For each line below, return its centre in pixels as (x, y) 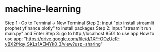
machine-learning (43, 9)
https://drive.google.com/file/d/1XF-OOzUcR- (73, 39)
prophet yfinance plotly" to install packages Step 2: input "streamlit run (78, 28)
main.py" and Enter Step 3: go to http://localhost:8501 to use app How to (80, 33)
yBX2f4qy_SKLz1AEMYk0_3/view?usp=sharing (53, 44)
